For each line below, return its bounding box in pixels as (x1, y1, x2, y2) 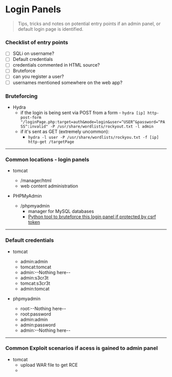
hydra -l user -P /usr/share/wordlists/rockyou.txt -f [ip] (28, 135, 159, 140)
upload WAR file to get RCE (20, 362, 78, 368)
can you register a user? (12, 73, 64, 80)
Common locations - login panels (5, 156, 90, 163)
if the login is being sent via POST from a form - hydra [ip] (20, 109, 146, 116)
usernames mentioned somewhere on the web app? (12, 79, 123, 86)
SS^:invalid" (20, 124, 49, 129)
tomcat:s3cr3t (20, 280, 50, 286)
